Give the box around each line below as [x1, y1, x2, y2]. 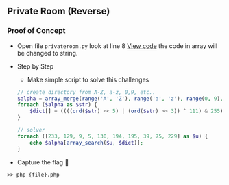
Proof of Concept [7, 26, 66, 36]
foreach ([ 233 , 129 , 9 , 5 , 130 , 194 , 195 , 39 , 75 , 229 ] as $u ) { [16, 133, 208, 140]
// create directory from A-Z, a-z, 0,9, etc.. [16, 88, 156, 95]
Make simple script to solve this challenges [27, 75, 149, 84]
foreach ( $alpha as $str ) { [16, 101, 97, 108]
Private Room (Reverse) [7, 5, 110, 17]
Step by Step [16, 62, 54, 71]
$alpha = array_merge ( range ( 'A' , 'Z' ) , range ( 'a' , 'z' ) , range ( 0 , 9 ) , [16, 95, 224, 102]
